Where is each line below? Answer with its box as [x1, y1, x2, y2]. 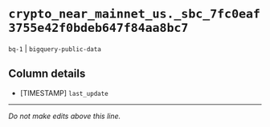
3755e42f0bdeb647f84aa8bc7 [8, 21, 189, 36]
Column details [8, 67, 86, 81]
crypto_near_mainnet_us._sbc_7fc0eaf [8, 6, 261, 22]
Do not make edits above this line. [8, 111, 121, 121]
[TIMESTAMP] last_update [19, 88, 108, 97]
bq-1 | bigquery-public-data [8, 43, 102, 54]
